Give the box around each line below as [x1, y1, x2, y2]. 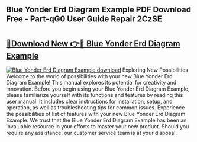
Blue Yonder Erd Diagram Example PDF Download [6, 5, 191, 15]
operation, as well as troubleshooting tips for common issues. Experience [6, 104, 185, 111]
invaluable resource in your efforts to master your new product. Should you [6, 123, 189, 130]
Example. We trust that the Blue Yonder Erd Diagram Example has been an [6, 117, 187, 124]
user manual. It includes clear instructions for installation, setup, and [6, 98, 173, 105]
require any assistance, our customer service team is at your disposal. [6, 130, 177, 136]
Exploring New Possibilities [122, 66, 188, 73]
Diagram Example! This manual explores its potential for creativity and [6, 79, 177, 86]
